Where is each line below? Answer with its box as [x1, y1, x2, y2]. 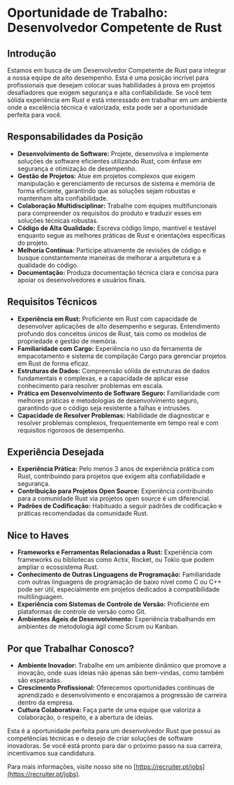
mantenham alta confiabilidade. [17, 194, 108, 202]
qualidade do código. [17, 261, 79, 269]
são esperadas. [17, 676, 62, 684]
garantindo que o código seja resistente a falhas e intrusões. [17, 403, 192, 412]
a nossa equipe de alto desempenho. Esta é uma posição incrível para [7, 73, 210, 82]
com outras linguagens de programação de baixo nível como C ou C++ [17, 578, 222, 586]
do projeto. [17, 238, 50, 247]
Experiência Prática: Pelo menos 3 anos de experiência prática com [17, 465, 214, 473]
